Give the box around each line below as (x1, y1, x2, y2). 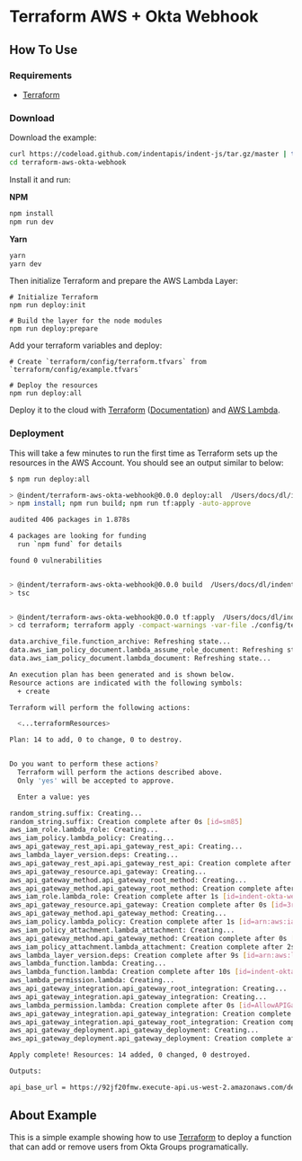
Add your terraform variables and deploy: (9, 340, 163, 351)
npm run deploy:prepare (9, 324, 99, 333)
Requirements (9, 69, 73, 82)
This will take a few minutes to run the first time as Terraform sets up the (9, 448, 279, 458)
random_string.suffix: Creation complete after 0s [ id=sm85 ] (9, 817, 244, 826)
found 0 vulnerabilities (9, 555, 102, 565)
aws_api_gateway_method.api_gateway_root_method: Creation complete (9, 883, 271, 893)
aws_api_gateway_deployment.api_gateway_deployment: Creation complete (9, 1034, 283, 1043)
